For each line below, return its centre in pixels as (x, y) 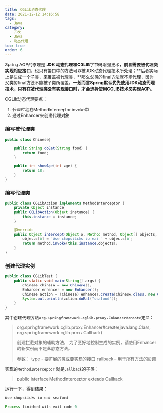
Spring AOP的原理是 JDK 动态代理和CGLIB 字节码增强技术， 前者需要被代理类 (81, 64)
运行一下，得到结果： (26, 389)
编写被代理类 (20, 129)
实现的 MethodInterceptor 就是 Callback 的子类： (52, 369)
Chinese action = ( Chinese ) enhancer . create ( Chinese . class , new (89, 294)
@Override (24, 230)
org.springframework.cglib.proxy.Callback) (60, 333)
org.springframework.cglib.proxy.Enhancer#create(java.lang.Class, (84, 327)
